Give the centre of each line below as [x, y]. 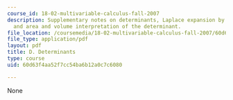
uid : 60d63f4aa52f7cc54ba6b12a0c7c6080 [65, 65]
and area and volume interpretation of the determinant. [97, 26]
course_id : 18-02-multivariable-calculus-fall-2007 [83, 13]
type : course [26, 59]
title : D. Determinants [42, 52]
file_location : [29, 33]
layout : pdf [24, 46]
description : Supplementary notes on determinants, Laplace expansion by [116, 20]
